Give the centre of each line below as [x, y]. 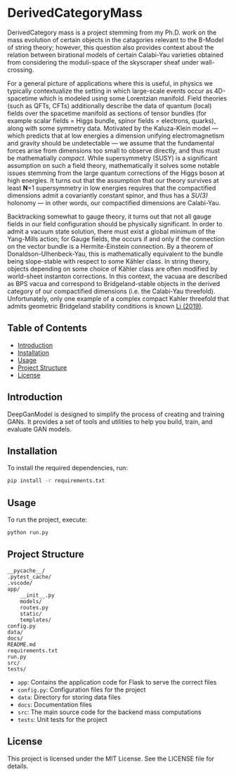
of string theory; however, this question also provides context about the [111, 47]
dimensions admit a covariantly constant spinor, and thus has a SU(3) [108, 195]
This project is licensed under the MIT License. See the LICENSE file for [111, 758]
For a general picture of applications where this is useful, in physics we [110, 83]
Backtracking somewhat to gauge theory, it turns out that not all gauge [110, 216]
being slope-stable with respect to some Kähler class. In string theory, [109, 261]
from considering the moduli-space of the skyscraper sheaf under [103, 62]
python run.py [28, 533]
